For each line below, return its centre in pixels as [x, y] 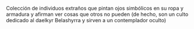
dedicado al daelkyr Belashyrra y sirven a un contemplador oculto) [86, 20]
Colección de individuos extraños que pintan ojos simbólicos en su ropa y [95, 8]
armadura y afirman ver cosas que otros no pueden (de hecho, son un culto [97, 14]
